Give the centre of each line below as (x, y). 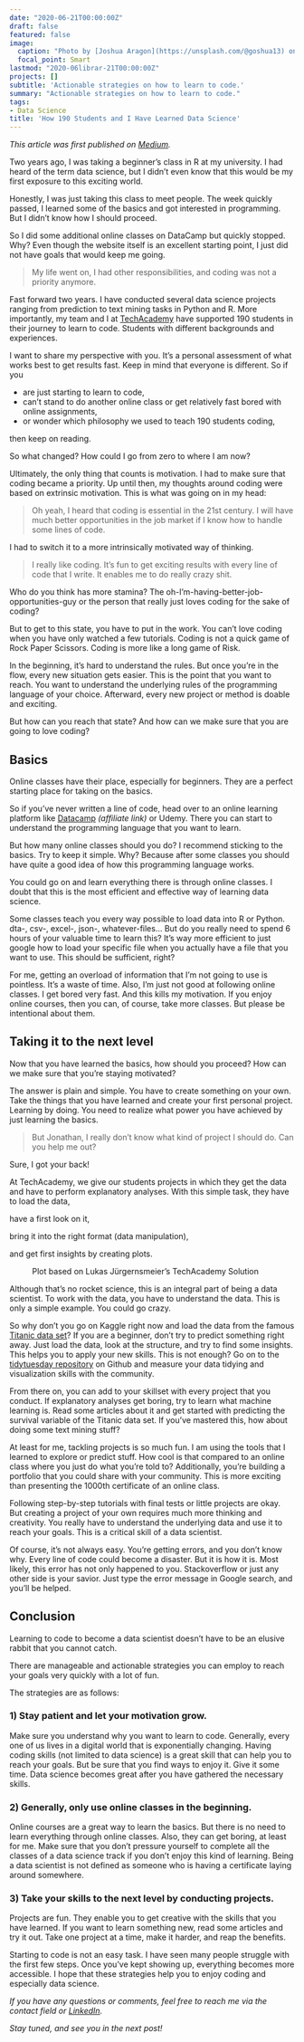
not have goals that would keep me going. (87, 255)
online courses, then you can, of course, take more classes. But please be (147, 1003)
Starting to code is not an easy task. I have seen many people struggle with (149, 1955)
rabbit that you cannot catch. (63, 1647)
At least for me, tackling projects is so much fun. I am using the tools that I (147, 1447)
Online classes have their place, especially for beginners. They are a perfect (152, 781)
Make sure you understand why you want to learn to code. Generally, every (150, 1735)
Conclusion (43, 1617)
